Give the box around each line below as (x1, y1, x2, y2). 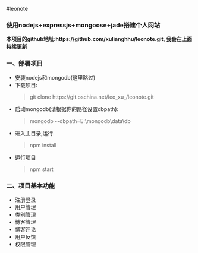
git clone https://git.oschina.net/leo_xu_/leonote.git (29, 93, 155, 100)
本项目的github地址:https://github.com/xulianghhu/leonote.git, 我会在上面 (6, 36, 193, 43)
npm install (29, 141, 56, 148)
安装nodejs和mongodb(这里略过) (14, 74, 96, 81)
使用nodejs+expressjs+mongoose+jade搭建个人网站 (6, 21, 161, 29)
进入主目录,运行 (14, 129, 54, 137)
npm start (29, 166, 54, 173)
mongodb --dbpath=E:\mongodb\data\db (29, 117, 131, 124)
